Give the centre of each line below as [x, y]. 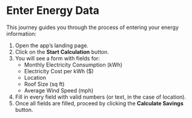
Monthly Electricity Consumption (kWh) [73, 65]
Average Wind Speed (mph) [59, 90]
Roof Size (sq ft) [44, 84]
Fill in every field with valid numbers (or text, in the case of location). [101, 97]
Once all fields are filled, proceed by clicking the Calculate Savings [99, 103]
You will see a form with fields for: [57, 58]
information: [22, 33]
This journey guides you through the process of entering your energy [92, 27]
